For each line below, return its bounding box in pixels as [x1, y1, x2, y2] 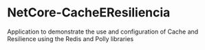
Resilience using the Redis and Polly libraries [7, 34, 134, 42]
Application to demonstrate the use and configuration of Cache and [7, 27, 199, 36]
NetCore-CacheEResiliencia [7, 5, 171, 21]
